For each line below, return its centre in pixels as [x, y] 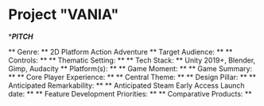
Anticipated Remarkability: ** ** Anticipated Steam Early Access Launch [126, 85]
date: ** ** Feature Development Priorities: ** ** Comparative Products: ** [130, 93]
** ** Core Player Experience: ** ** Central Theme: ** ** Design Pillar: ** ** [132, 77]
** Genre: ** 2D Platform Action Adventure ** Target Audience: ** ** [120, 51]
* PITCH [21, 36]
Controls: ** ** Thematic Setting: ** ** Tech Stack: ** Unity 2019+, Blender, [132, 60]
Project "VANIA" [64, 15]
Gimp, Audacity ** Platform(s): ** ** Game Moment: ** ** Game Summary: [130, 68]
